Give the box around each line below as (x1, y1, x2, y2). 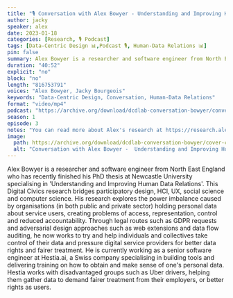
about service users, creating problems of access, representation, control (7, 209, 218, 217)
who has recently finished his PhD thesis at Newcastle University (7, 172, 193, 181)
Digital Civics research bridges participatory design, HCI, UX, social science (7, 187, 225, 195)
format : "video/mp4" (7, 101, 67, 108)
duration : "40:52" (7, 62, 60, 69)
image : (7, 133, 26, 140)
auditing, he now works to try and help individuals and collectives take (7, 231, 208, 240)
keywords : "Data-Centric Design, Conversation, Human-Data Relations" (7, 94, 216, 101)
